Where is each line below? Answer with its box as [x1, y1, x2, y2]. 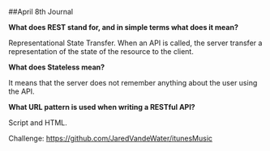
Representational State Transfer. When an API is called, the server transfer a [8, 38, 263, 48]
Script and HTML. [8, 118, 67, 128]
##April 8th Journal [8, 7, 74, 16]
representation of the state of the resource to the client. [8, 47, 195, 56]
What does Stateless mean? [8, 62, 105, 72]
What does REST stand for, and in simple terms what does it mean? [8, 23, 239, 31]
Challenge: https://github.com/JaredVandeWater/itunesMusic [8, 133, 213, 143]
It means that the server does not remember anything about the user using [8, 78, 258, 87]
